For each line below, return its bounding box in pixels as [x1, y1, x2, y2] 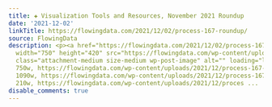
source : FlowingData [8, 34, 79, 43]
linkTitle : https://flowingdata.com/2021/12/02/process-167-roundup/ [8, 27, 249, 35]
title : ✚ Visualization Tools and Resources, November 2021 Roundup [8, 11, 244, 20]
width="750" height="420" [15, 49, 104, 57]
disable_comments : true [8, 86, 89, 95]
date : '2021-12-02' [8, 19, 74, 27]
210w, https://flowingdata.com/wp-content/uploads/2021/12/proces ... [15, 79, 259, 87]
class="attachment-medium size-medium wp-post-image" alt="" [15, 57, 227, 65]
